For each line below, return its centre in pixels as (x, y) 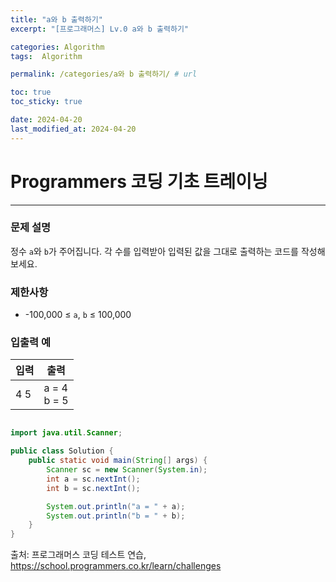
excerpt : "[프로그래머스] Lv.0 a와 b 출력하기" (100, 29)
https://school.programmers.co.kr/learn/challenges (116, 566)
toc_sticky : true (46, 102)
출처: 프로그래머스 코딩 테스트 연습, (78, 555)
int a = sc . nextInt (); (93, 479)
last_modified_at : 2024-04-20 (73, 129)
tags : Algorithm (46, 56)
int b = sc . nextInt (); (93, 488)
